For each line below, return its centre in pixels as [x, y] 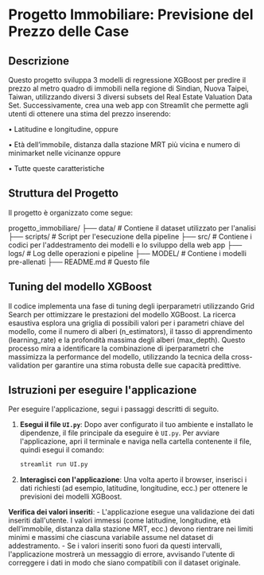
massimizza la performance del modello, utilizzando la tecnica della [119, 356]
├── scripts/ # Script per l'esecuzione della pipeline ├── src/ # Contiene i [130, 236]
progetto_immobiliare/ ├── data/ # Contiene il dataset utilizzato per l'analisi [132, 227]
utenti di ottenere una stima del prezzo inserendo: [89, 114]
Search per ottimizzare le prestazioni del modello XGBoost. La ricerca [122, 314]
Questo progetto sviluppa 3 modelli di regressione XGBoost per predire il [127, 80]
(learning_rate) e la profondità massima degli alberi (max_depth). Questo [127, 340]
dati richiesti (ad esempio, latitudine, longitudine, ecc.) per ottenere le [134, 488]
